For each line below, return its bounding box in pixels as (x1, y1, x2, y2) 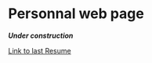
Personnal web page (8, 5, 145, 23)
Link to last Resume (8, 46, 72, 55)
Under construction (8, 31, 74, 40)
